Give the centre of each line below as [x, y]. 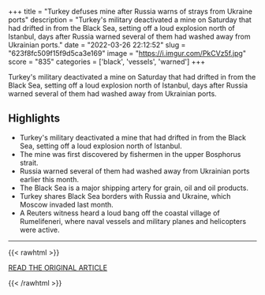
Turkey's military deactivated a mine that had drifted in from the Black [133, 137]
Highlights [34, 119]
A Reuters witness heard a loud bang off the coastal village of [120, 213]
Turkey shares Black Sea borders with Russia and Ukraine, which [125, 196]
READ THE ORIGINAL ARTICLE [58, 267]
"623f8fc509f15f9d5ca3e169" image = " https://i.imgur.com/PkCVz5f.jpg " [127, 53]
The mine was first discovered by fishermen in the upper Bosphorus [130, 154]
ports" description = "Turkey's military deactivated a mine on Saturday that [130, 20]
